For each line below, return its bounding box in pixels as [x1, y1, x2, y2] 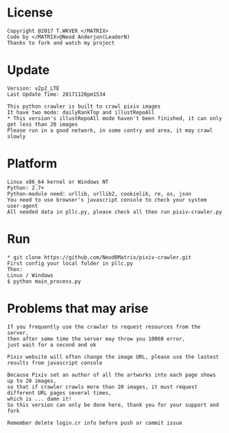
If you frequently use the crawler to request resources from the [7, 323, 201, 330]
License [7, 5, 53, 21]
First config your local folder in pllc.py [7, 259, 134, 267]
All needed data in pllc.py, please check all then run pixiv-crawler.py [7, 208, 223, 215]
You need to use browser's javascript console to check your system [7, 196, 207, 203]
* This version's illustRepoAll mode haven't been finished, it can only [7, 115, 223, 121]
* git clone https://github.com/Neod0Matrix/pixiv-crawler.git [7, 254, 192, 261]
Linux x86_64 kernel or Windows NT [7, 178, 109, 185]
